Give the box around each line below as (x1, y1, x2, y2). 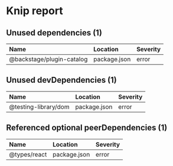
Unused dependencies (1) (6, 28, 102, 38)
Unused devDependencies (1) (6, 75, 117, 85)
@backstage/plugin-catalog (9, 55, 88, 63)
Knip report (6, 4, 63, 18)
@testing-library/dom (9, 102, 70, 110)
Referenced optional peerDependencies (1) (6, 123, 168, 133)
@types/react (9, 150, 47, 158)
